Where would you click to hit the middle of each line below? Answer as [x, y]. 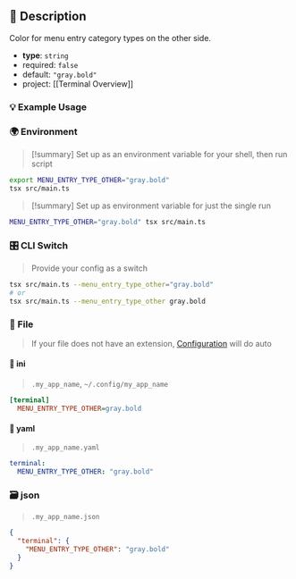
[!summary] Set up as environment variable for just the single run [151, 206]
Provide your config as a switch [89, 268]
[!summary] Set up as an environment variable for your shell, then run [159, 155]
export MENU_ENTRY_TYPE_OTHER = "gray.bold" [89, 180]
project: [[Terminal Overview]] [78, 84]
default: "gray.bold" [59, 74]
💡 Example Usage [48, 106]
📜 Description [48, 17]
